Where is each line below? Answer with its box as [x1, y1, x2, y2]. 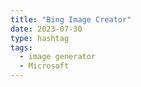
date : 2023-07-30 [10, 24, 83, 34]
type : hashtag [10, 33, 70, 43]
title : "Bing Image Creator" [10, 14, 132, 25]
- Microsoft [19, 61, 70, 71]
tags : [10, 42, 33, 53]
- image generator [19, 52, 97, 62]
